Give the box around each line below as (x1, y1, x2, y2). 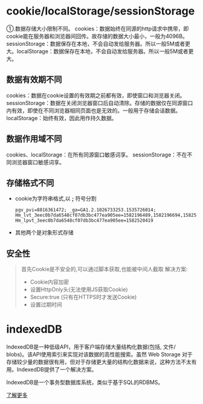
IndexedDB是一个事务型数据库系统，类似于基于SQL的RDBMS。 (6, 379, 164, 386)
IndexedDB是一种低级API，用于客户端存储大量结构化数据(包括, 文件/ (6, 343, 176, 351)
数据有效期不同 (6, 74, 62, 85)
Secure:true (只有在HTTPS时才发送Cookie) (30, 293, 137, 301)
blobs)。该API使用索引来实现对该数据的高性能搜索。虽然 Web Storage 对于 (6, 351, 193, 358)
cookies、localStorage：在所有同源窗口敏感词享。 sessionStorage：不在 (6, 151, 187, 158)
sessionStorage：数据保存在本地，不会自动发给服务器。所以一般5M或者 (6, 40, 185, 47)
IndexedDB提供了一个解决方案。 (16, 366, 97, 373)
